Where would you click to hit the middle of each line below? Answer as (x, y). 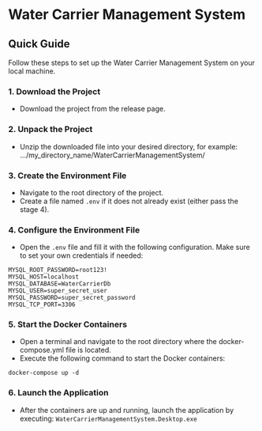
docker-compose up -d (44, 373)
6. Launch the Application (58, 393)
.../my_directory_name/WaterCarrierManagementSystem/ (112, 155)
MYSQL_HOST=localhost (44, 277)
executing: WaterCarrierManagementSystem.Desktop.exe (108, 418)
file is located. (89, 350)
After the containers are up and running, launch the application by (127, 410)
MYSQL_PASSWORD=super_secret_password (72, 298)
